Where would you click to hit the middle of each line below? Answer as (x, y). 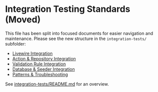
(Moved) (23, 20)
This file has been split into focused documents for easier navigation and (79, 33)
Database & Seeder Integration (43, 69)
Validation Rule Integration (39, 64)
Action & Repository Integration (44, 58)
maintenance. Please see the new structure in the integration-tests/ (76, 39)
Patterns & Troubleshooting (40, 74)
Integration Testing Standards (68, 9)
